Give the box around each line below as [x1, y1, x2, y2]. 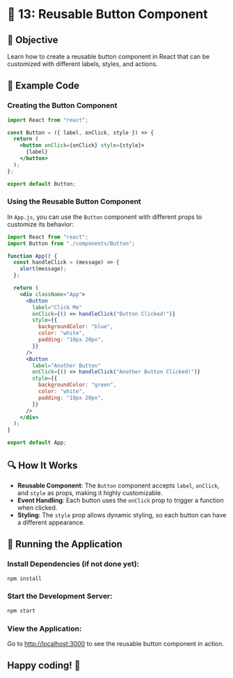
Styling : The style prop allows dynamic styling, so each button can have [17, 510, 227, 519]
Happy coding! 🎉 [7, 660, 81, 672]
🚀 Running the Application [7, 538, 123, 550]
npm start [7, 607, 36, 614]
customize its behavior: [7, 220, 74, 228]
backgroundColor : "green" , [38, 382, 117, 389]
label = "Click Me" [32, 304, 82, 311]
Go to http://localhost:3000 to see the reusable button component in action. [7, 639, 225, 647]
